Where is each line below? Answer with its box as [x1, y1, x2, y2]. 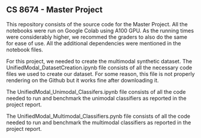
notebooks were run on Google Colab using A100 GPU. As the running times [6, 27, 194, 34]
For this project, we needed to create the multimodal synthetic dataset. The [6, 57, 193, 65]
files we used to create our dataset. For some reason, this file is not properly [6, 70, 195, 77]
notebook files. [6, 46, 43, 53]
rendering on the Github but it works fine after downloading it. [6, 76, 159, 84]
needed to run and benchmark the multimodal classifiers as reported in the [6, 119, 191, 126]
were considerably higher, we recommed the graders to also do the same [6, 33, 188, 41]
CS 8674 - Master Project [6, 5, 103, 15]
